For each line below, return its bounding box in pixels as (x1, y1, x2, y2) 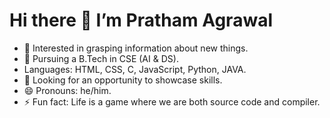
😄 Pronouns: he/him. (23, 84, 112, 96)
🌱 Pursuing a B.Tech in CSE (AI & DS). (23, 52, 179, 64)
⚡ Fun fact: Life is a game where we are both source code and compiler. (23, 95, 321, 108)
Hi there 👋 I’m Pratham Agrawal (9, 9, 273, 32)
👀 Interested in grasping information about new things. (23, 42, 249, 54)
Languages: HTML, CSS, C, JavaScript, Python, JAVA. (23, 63, 247, 75)
